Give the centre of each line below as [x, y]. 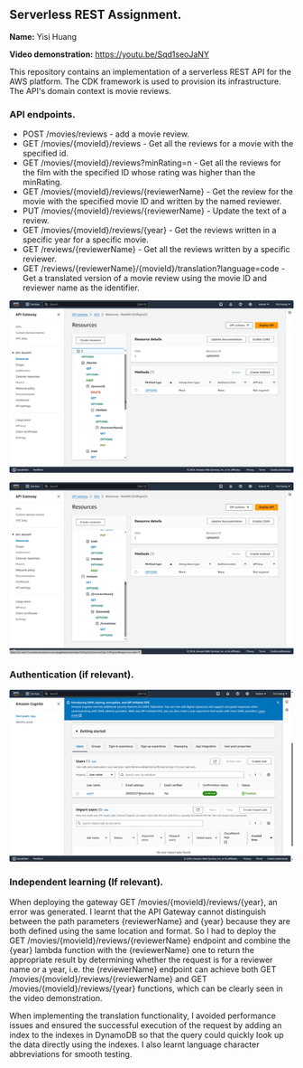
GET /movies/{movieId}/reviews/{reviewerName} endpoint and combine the [150, 940]
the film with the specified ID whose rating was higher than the [139, 173]
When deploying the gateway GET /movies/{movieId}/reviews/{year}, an [143, 902]
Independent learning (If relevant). [87, 883]
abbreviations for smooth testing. [71, 1054]
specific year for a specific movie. [85, 240]
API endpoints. [42, 114]
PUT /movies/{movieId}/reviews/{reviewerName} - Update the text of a [154, 211]
